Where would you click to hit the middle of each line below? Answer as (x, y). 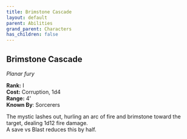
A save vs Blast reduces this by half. (52, 129)
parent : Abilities (29, 23)
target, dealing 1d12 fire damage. (47, 123)
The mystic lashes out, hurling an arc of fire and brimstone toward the (93, 117)
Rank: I (15, 85)
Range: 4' (19, 98)
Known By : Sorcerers (33, 104)
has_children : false (32, 35)
